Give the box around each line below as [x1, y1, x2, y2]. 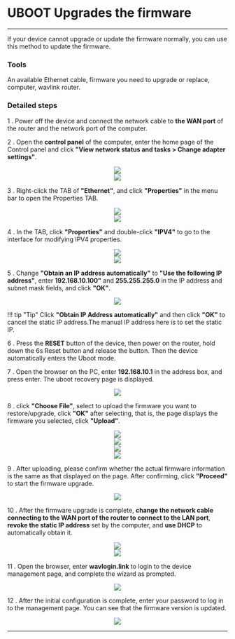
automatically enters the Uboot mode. [7, 354, 117, 362]
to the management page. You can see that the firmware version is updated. [7, 603, 227, 612]
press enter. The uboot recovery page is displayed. [7, 375, 155, 383]
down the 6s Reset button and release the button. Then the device [7, 346, 198, 355]
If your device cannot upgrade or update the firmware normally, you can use [7, 34, 227, 43]
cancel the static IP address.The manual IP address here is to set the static [7, 318, 222, 326]
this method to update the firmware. [7, 42, 111, 51]
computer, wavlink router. [7, 83, 80, 92]
